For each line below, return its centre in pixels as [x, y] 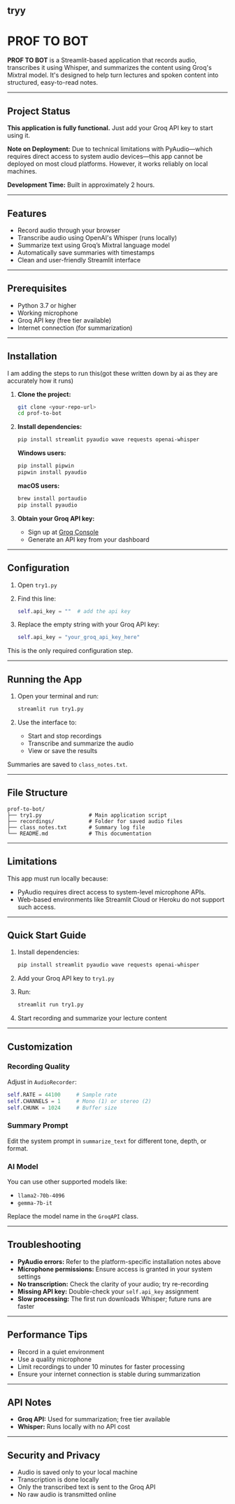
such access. [36, 907]
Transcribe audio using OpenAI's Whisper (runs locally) [97, 237]
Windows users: [42, 453]
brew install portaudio [52, 498]
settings [29, 1277]
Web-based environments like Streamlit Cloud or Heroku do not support [121, 899]
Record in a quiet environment [61, 1351]
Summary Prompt [38, 1125]
